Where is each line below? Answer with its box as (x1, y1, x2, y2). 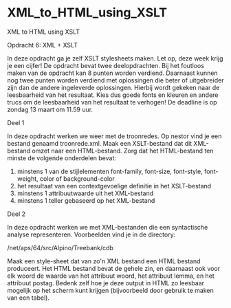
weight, (16, 174, 39, 183)
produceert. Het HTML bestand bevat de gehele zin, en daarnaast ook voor (7, 264, 221, 272)
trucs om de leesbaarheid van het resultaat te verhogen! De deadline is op (7, 98, 218, 106)
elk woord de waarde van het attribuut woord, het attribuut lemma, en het (7, 272, 214, 280)
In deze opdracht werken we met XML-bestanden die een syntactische (7, 223, 208, 231)
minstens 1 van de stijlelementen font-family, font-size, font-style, (16, 167, 203, 175)
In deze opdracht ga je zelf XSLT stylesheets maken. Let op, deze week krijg (7, 54, 223, 63)
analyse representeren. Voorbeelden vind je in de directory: (7, 230, 176, 239)
